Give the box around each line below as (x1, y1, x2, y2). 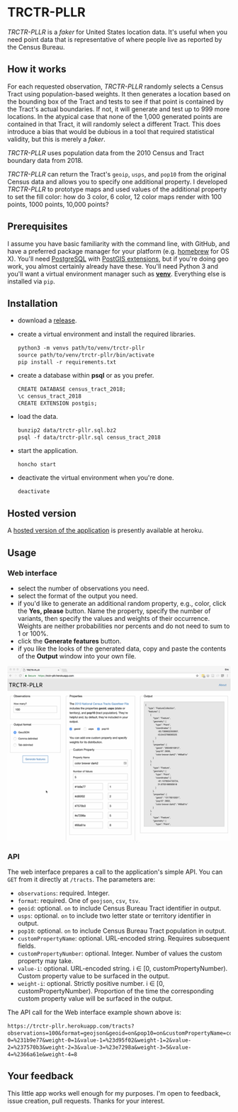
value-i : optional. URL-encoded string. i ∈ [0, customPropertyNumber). (17, 964, 228, 972)
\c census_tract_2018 (17, 393, 81, 400)
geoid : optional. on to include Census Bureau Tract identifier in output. (17, 904, 222, 912)
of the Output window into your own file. (17, 651, 137, 660)
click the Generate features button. (17, 636, 122, 645)
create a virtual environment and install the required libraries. (17, 330, 196, 339)
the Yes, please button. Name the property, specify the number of (17, 607, 211, 615)
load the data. (17, 412, 59, 421)
